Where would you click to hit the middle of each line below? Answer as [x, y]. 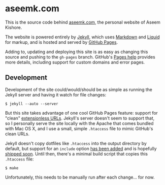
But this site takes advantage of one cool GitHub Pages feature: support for [82, 113]
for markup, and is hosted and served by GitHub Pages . [62, 42]
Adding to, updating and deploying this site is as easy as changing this [77, 52]
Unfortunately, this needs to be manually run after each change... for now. [80, 177]
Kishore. [14, 27]
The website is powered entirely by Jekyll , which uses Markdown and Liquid [82, 37]
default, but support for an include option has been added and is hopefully [81, 149]
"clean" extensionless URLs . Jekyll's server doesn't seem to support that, [80, 118]
